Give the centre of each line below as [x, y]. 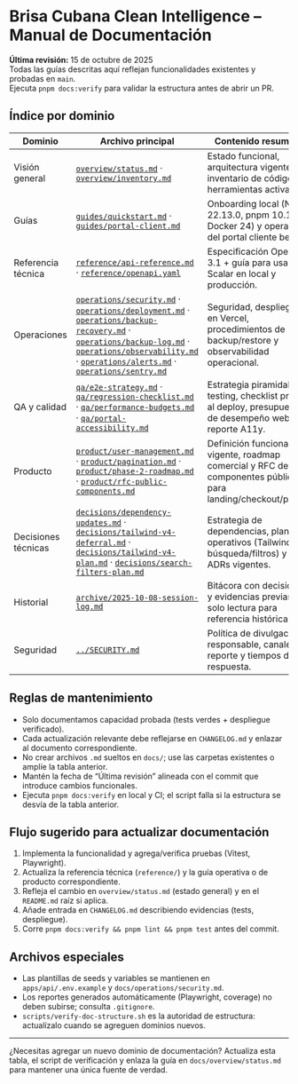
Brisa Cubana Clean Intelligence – [135, 16]
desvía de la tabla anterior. [71, 804]
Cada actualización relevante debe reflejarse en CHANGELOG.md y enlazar [152, 738]
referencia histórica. [249, 619]
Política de [229, 633]
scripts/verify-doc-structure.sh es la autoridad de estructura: [138, 1016]
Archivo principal [137, 141]
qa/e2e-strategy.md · [119, 386]
